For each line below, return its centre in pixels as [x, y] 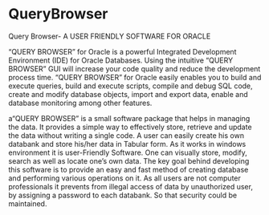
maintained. [28, 203]
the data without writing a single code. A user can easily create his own [126, 135]
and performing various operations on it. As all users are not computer [124, 178]
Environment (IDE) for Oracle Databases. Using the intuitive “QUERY [121, 60]
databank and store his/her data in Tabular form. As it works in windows [127, 144]
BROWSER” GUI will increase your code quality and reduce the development [134, 68]
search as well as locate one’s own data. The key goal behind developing [129, 160]
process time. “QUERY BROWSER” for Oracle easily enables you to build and [135, 77]
